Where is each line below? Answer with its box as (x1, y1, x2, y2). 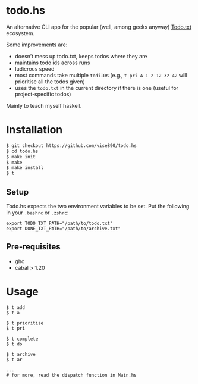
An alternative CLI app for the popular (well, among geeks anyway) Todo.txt (6, 23, 192, 30)
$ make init (6, 154, 36, 160)
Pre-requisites (6, 242, 61, 252)
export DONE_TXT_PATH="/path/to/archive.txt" (6, 226, 121, 232)
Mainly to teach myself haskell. (6, 102, 82, 109)
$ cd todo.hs (6, 148, 39, 154)
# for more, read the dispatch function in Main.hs (6, 372, 137, 378)
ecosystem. (6, 29, 35, 36)
